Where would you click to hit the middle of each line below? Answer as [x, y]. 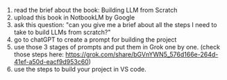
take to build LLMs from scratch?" [62, 32]
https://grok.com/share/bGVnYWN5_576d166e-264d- [142, 54]
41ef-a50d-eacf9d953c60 [51, 62]
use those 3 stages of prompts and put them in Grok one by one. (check [117, 47]
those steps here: [39, 54]
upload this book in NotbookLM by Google [74, 17]
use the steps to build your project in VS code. [80, 69]
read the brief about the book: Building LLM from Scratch [95, 10]
